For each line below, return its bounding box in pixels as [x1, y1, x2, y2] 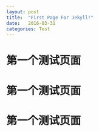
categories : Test [6, 25, 50, 32]
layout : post [6, 8, 39, 15]
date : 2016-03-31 [6, 20, 56, 26]
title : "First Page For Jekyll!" [6, 15, 94, 21]
